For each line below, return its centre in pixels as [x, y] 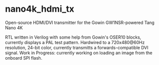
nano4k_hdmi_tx [40, 9]
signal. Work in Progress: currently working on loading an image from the [79, 53]
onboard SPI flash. [24, 58]
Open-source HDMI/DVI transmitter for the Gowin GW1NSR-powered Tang [80, 22]
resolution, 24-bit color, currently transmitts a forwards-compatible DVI [77, 47]
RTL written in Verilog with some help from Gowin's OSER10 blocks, [73, 37]
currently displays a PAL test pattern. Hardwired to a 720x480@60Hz [75, 42]
